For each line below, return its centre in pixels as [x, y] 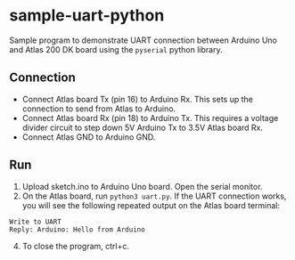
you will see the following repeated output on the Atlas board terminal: [151, 205]
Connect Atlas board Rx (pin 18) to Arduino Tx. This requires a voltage [150, 118]
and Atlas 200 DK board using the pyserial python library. [116, 49]
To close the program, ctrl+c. [76, 246]
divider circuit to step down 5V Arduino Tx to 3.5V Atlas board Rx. [143, 127]
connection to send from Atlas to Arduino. [99, 109]
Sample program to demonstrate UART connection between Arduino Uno [143, 40]
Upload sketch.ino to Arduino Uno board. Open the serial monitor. [142, 186]
